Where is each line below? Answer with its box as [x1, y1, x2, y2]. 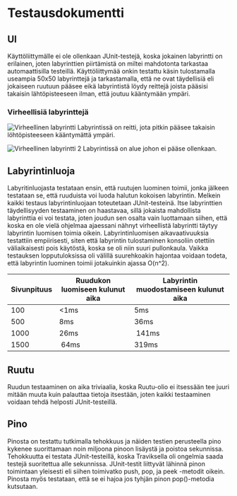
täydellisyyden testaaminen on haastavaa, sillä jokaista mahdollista [7, 207, 201, 215]
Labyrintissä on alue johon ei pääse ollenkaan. [83, 144, 217, 153]
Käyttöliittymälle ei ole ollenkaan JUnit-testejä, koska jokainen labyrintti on [7, 52, 223, 60]
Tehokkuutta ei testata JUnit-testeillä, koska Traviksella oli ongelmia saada [7, 451, 224, 461]
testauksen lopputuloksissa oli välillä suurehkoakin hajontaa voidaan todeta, [7, 251, 228, 260]
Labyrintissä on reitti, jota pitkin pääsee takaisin [77, 123, 215, 132]
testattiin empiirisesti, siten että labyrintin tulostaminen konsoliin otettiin [7, 236, 215, 245]
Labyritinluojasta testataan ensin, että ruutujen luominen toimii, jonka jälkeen [7, 184, 229, 192]
